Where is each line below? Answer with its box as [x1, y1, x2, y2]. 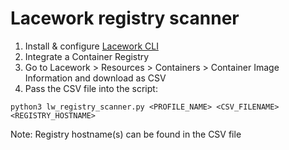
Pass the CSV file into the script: [24, 82, 158, 94]
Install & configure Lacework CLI [24, 40, 159, 52]
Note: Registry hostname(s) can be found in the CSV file [10, 128, 242, 140]
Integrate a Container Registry [24, 50, 150, 62]
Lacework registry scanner [10, 7, 240, 30]
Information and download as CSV [24, 72, 167, 84]
